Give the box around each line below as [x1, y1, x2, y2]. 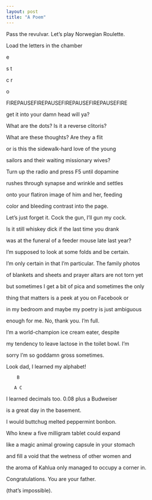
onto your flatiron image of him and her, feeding [6, 191, 122, 198]
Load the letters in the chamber [6, 42, 83, 49]
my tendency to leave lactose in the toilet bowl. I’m [6, 340, 130, 347]
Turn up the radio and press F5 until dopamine [6, 168, 119, 175]
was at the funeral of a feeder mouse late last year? [6, 237, 132, 244]
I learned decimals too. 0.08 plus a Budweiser [6, 395, 118, 402]
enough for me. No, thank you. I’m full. [6, 317, 100, 324]
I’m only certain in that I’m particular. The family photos [6, 260, 140, 267]
